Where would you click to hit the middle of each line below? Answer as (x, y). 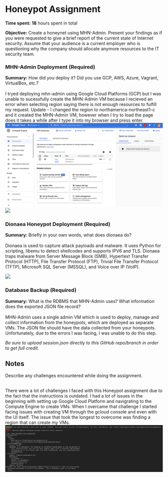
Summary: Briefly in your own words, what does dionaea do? (68, 235)
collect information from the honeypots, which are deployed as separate (79, 322)
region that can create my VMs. (37, 422)
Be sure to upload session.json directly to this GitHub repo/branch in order (82, 342)
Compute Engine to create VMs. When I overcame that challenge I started (81, 406)
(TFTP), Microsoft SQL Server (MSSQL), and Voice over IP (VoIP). (72, 267)
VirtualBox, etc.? (22, 83)
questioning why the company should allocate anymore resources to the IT (82, 48)
